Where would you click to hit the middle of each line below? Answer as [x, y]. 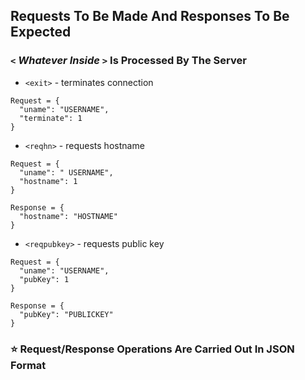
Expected [41, 32]
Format [28, 365]
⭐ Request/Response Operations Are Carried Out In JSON [152, 349]
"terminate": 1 [51, 118]
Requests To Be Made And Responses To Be [150, 16]
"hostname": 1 [48, 181]
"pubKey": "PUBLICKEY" [66, 314]
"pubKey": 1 [44, 279]
